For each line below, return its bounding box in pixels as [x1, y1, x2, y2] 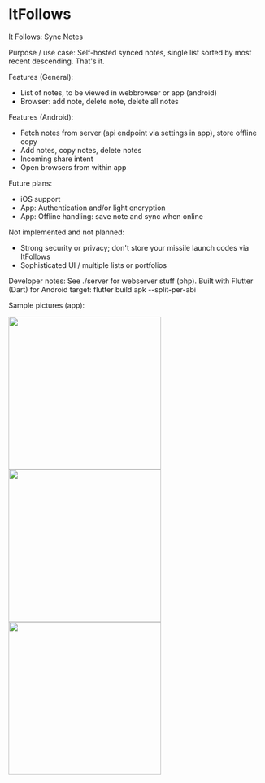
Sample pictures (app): [8, 300, 85, 310]
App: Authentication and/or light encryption [20, 203, 166, 212]
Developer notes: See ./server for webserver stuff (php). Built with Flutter [8, 276, 254, 286]
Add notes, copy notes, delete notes [20, 145, 142, 155]
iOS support [20, 194, 61, 203]
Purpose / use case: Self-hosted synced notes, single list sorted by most [8, 47, 252, 57]
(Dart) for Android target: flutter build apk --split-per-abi [8, 284, 197, 294]
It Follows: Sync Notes [8, 32, 84, 42]
